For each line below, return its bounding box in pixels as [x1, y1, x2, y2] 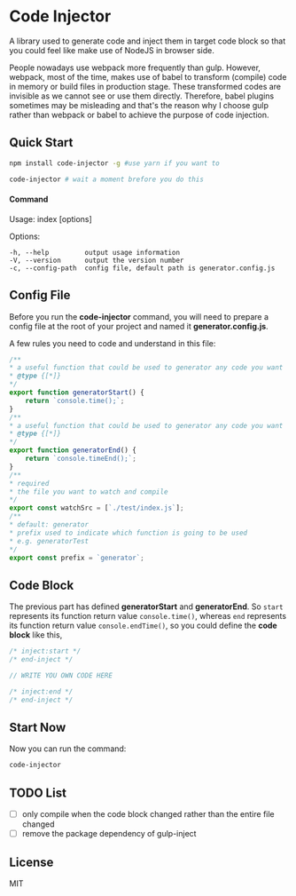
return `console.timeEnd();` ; [25, 455, 137, 464]
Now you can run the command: [9, 743, 127, 754]
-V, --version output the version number [9, 256, 184, 265]
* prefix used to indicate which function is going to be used [9, 528, 248, 537]
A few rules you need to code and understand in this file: [9, 337, 216, 348]
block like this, [9, 630, 63, 640]
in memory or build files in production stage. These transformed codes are [9, 81, 282, 91]
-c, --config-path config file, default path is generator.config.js [9, 264, 276, 273]
